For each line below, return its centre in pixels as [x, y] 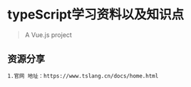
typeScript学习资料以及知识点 [95, 15]
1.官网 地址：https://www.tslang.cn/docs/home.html [83, 76]
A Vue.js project [48, 35]
